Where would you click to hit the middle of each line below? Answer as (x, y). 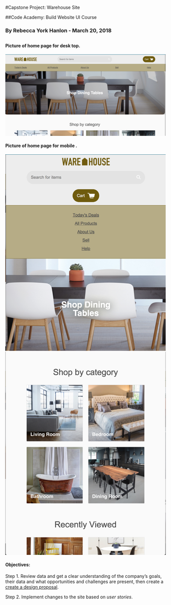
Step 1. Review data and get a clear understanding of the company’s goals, (83, 576)
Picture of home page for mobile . (41, 146)
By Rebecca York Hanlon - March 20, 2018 (59, 30)
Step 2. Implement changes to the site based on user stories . (69, 597)
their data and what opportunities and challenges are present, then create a (84, 581)
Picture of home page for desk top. (43, 46)
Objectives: (18, 565)
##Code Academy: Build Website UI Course (51, 17)
